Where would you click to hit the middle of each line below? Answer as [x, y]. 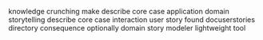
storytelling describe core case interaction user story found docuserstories [132, 20]
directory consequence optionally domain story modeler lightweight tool [127, 28]
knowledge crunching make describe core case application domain [119, 11]
